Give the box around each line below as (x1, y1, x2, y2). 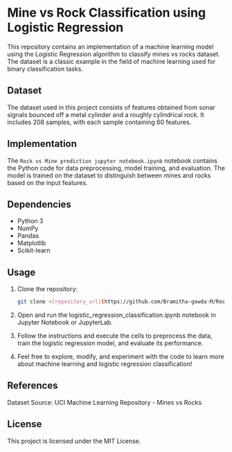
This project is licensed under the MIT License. (7, 437, 141, 445)
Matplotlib (17, 239, 46, 247)
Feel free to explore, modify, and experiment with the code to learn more (17, 352, 224, 361)
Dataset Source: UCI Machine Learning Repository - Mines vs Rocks (7, 398, 202, 406)
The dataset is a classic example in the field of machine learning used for (7, 57, 216, 65)
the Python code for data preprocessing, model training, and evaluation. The (7, 164, 225, 172)
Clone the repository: (17, 285, 78, 293)
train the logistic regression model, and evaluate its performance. (17, 339, 204, 347)
